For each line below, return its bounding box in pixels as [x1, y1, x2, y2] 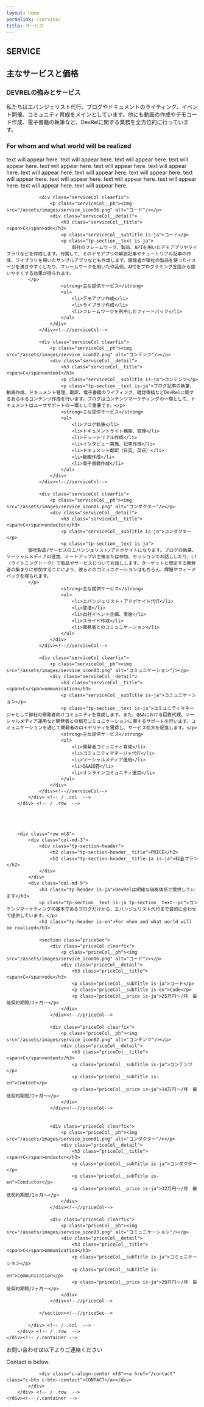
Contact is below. [6, 1358, 50, 1365]
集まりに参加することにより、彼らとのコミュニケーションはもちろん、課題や [15, 566, 178, 572]
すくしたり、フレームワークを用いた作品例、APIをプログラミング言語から [33, 263, 191, 270]
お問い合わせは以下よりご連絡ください [6, 1346, 102, 1353]
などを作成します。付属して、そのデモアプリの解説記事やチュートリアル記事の [19, 250, 187, 257]
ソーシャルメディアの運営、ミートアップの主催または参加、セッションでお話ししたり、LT [6, 554, 197, 560]
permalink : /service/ [6, 16, 62, 23]
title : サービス [6, 23, 44, 29]
